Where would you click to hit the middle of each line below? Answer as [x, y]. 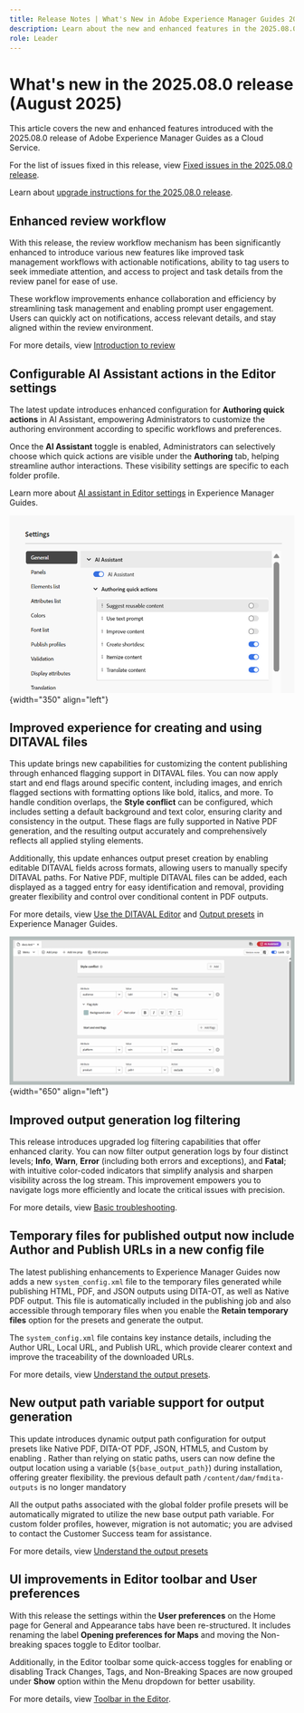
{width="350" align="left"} [59, 699]
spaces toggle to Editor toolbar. [102, 1644]
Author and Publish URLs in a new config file [137, 1250]
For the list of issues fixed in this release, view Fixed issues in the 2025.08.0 [151, 165]
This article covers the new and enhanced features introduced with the [142, 129]
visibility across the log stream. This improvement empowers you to [135, 1180]
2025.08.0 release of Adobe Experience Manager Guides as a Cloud [137, 138]
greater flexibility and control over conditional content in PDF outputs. [139, 897]
